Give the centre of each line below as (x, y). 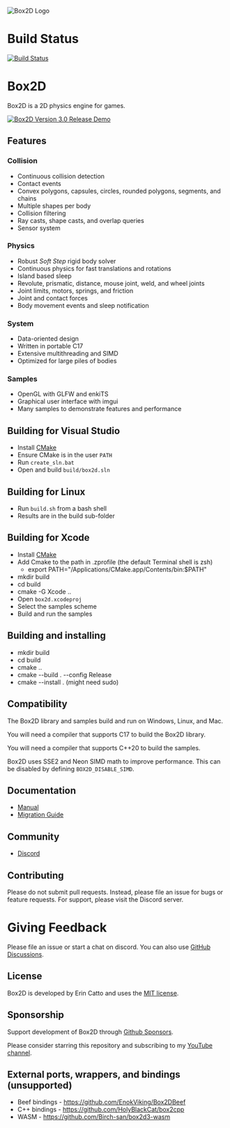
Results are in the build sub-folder (66, 516)
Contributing (36, 875)
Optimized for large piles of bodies (67, 361)
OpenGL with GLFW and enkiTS (63, 394)
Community (33, 836)
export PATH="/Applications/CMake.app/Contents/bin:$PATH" (117, 569)
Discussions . (25, 954)
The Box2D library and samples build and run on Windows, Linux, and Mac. (115, 720)
